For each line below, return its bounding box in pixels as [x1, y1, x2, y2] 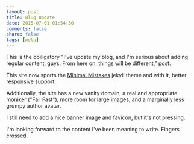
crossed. [6, 132, 28, 139]
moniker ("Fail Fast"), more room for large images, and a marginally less [6, 96, 185, 103]
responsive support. [6, 78, 56, 85]
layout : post [6, 8, 39, 15]
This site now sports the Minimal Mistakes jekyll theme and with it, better [6, 72, 187, 78]
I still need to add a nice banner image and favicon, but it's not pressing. [6, 114, 186, 121]
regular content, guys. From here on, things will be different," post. [6, 60, 171, 67]
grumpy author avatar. [6, 102, 61, 109]
